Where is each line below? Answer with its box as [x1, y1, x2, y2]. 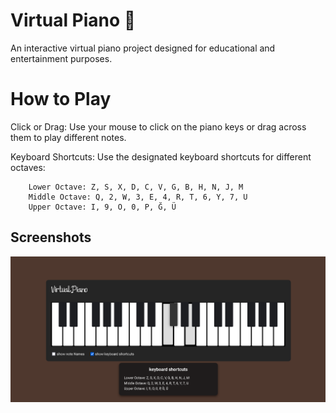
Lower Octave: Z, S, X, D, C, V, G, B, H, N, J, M [28, 182, 244, 192]
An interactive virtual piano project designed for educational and [10, 42, 276, 54]
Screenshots [10, 229, 92, 246]
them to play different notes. [10, 131, 127, 143]
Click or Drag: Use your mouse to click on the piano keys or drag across [10, 120, 307, 133]
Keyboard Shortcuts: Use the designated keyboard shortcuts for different [10, 150, 312, 163]
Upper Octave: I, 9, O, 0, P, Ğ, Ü [28, 202, 177, 212]
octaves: [10, 161, 46, 173]
